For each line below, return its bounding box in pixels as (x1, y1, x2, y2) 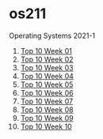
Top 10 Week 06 (20, 88, 74, 97)
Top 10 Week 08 (20, 104, 74, 115)
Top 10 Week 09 (20, 113, 74, 122)
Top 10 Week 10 (20, 122, 72, 131)
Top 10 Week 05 (20, 80, 74, 89)
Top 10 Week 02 (20, 54, 74, 64)
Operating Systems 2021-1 (9, 31, 96, 40)
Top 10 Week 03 (20, 62, 74, 72)
